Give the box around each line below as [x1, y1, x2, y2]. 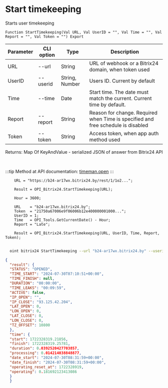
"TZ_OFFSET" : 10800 [9, 322, 50, 327]
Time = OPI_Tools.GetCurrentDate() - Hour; [14, 217, 111, 222]
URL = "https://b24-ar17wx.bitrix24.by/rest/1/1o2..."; [14, 178, 133, 183]
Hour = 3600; [14, 195, 41, 201]
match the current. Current [89, 95, 152, 102]
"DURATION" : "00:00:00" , [9, 281, 61, 286]
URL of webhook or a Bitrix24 [89, 60, 159, 67]
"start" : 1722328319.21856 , [9, 336, 68, 341]
